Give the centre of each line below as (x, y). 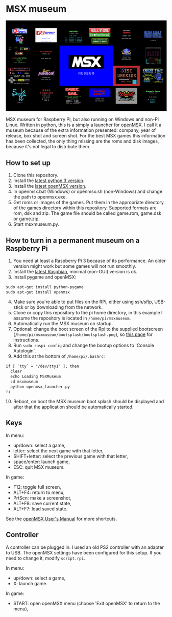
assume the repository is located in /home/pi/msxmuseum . (72, 318)
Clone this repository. (36, 175)
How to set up (28, 163)
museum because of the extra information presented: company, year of (81, 130)
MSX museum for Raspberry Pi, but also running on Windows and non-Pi (82, 120)
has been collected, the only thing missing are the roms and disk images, (82, 141)
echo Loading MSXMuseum (35, 377)
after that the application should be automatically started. (73, 407)
